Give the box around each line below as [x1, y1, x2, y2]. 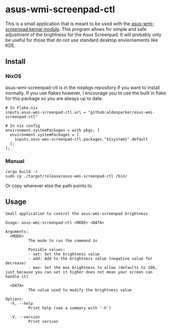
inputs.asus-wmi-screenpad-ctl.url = [5, 109, 86, 115]
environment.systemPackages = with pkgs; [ [5, 127, 100, 133]
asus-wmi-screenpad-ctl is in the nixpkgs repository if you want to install [5, 84, 160, 90]
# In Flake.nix [5, 105, 38, 110]
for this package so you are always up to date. [5, 95, 103, 101]
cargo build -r [5, 169, 38, 174]
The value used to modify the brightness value [28, 287, 132, 293]
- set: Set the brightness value [28, 252, 100, 257]
